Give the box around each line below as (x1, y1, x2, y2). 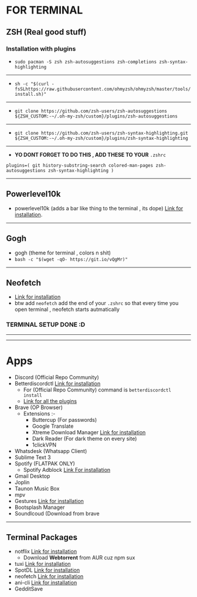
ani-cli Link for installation (14, 579, 77, 586)
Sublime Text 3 (14, 454, 51, 461)
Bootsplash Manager (14, 504, 65, 511)
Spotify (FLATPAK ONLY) (14, 460, 75, 467)
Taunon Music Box (14, 485, 60, 492)
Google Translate (32, 422, 74, 430)
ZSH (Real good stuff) (6, 27, 87, 37)
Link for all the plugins (23, 397, 77, 404)
